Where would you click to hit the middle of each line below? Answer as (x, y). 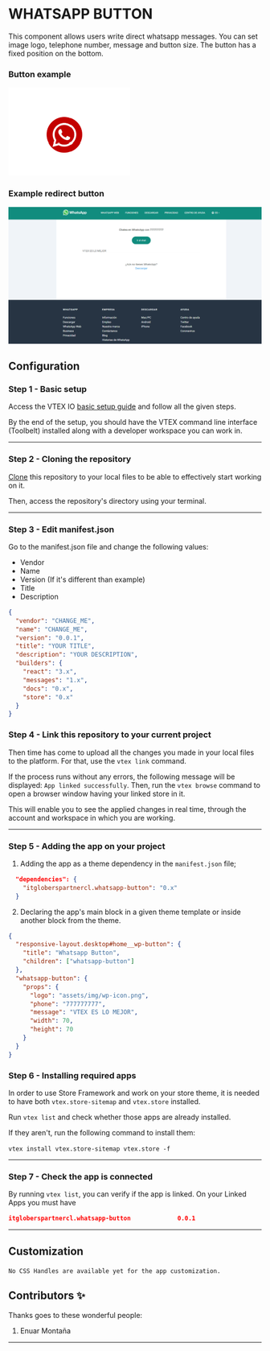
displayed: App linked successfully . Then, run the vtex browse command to (135, 785)
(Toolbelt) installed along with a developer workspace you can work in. (125, 430)
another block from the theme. (70, 920)
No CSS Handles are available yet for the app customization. (115, 1271)
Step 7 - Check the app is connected (81, 1176)
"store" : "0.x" (48, 697)
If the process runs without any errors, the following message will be (122, 776)
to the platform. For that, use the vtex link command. (98, 760)
